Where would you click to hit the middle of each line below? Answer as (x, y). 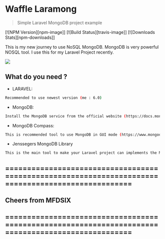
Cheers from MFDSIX (38, 200)
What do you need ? (36, 77)
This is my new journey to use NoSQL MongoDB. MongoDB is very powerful (82, 47)
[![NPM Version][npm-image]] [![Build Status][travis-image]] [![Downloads (80, 32)
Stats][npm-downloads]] (30, 37)
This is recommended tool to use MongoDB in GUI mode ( (63, 134)
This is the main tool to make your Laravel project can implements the (81, 153)
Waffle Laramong (41, 9)
